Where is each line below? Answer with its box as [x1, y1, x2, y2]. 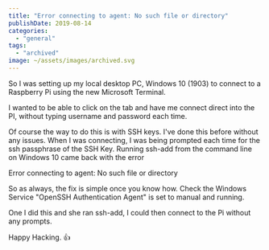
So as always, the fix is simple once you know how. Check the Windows [8, 183, 247, 193]
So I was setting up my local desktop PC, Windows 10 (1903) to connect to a [8, 78, 262, 88]
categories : [8, 27, 48, 35]
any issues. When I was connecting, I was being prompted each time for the [8, 135, 260, 145]
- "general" [15, 34, 56, 43]
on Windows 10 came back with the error [8, 152, 145, 162]
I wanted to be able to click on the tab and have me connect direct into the [8, 102, 255, 113]
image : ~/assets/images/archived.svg [8, 57, 135, 65]
